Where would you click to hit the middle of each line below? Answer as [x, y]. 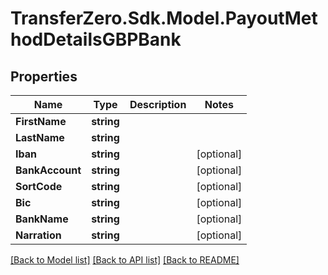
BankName [42, 219]
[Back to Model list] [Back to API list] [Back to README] [125, 260]
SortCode [39, 186]
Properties [44, 76]
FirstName [41, 121]
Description [158, 104]
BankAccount [48, 170]
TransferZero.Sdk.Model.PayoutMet [164, 18]
